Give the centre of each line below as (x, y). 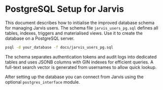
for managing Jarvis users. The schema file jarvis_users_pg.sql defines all (82, 28)
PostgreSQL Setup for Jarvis (65, 9)
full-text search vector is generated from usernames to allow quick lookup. (81, 67)
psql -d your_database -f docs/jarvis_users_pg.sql (59, 47)
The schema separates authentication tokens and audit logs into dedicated (81, 57)
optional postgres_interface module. (43, 82)
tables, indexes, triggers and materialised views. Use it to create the (74, 33)
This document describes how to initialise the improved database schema (80, 23)
